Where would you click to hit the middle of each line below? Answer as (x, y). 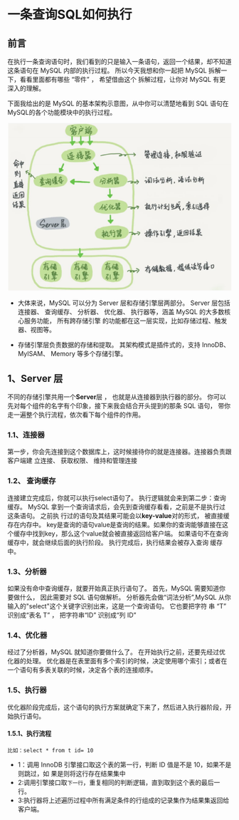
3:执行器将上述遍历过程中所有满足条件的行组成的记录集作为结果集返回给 (123, 800)
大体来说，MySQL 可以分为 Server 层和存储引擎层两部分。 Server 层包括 (124, 303)
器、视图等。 (36, 330)
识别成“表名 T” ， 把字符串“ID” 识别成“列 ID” (72, 615)
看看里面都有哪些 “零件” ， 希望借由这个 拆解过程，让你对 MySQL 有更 (123, 79)
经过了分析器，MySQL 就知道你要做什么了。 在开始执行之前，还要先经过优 (117, 652)
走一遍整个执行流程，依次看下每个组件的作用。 (76, 415)
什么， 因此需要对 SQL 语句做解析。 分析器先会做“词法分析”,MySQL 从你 (125, 597)
